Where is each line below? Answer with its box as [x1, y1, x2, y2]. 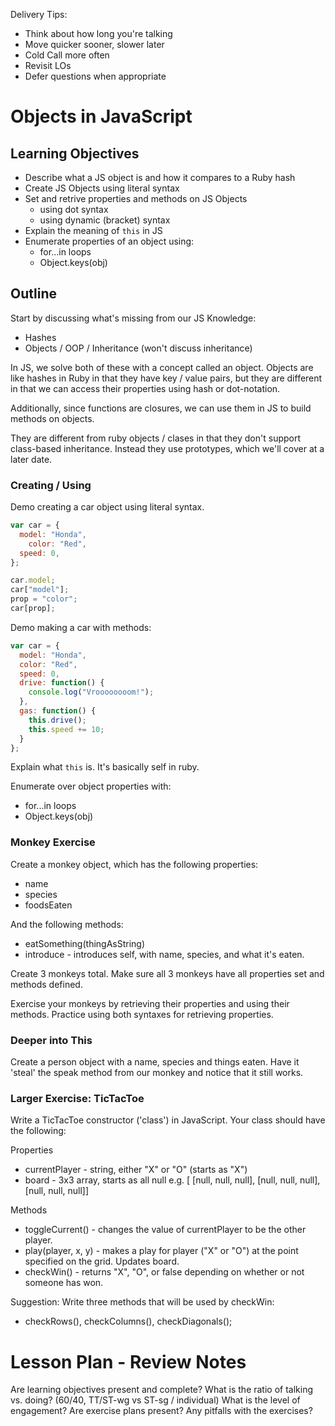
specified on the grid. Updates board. [24, 1255, 180, 1268]
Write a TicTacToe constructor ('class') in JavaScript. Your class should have [10, 1114, 326, 1126]
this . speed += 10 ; [28, 724, 105, 734]
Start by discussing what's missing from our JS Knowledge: [10, 312, 257, 324]
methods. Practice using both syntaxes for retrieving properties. [10, 1008, 274, 1020]
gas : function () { [19, 706, 97, 716]
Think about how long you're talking [24, 28, 173, 39]
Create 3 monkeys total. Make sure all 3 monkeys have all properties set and [10, 967, 325, 979]
